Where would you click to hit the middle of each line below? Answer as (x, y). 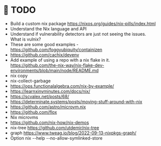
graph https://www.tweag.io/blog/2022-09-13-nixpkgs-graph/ (73, 133)
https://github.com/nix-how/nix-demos (50, 122)
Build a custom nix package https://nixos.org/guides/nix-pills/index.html (83, 24)
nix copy (19, 75)
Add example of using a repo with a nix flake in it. (60, 60)
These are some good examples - (44, 44)
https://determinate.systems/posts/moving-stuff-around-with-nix (76, 101)
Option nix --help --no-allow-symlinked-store (56, 138)
